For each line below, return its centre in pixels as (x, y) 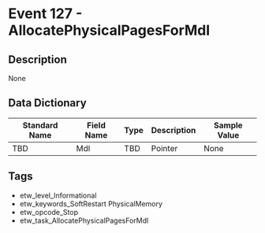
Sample (228, 125)
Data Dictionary (47, 103)
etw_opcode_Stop (49, 212)
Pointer (164, 148)
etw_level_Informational (58, 195)
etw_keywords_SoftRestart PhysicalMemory (91, 203)
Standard (40, 125)
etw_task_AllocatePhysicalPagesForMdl (84, 220)
